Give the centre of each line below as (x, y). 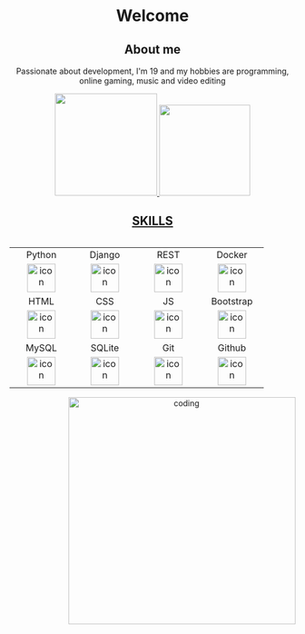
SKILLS (152, 221)
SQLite (105, 348)
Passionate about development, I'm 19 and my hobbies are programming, (152, 71)
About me (152, 50)
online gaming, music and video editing (152, 81)
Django (105, 254)
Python (41, 254)
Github (232, 348)
